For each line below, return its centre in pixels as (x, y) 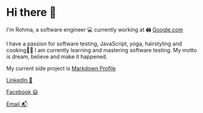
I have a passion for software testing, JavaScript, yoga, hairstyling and (94, 43)
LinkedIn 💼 (19, 80)
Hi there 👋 (31, 12)
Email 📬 (17, 104)
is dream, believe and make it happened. (57, 56)
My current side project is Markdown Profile (61, 68)
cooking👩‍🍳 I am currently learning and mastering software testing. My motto (101, 50)
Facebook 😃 (22, 92)
